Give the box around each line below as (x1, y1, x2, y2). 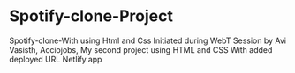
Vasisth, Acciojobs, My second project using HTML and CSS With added (9, 44, 273, 55)
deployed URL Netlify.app (9, 54, 102, 64)
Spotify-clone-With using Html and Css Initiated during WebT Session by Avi (9, 35, 287, 46)
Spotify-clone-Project (9, 6, 174, 26)
